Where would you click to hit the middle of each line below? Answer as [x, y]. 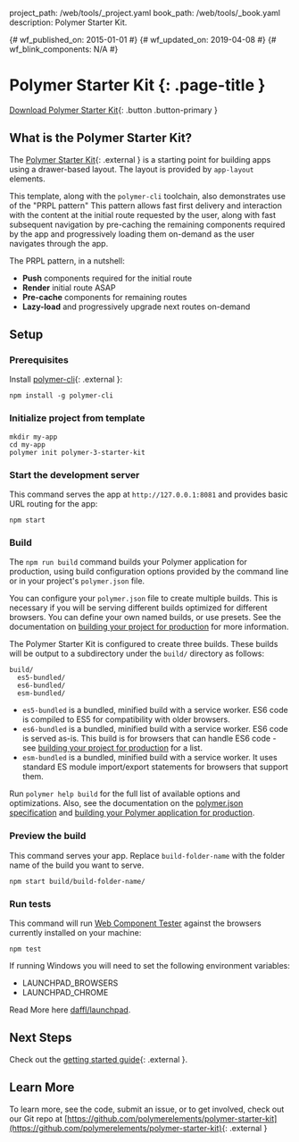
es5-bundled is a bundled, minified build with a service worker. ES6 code [155, 710]
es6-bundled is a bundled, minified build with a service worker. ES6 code [155, 729]
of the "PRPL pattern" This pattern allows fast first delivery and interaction [146, 206]
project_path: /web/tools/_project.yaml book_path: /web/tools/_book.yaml [145, 13]
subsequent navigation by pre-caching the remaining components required [147, 224]
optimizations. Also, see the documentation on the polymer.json [126, 803]
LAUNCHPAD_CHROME [65, 992]
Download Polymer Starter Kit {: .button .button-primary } [114, 110]
